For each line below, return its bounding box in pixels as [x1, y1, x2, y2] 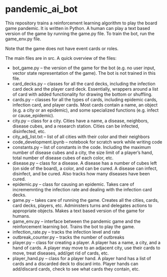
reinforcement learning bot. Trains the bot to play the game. [12, 223, 136, 230]
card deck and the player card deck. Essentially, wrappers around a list [12, 86, 159, 92]
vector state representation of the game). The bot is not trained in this [12, 70, 156, 76]
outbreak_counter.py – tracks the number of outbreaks [12, 234, 125, 240]
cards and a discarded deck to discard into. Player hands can [12, 261, 139, 267]
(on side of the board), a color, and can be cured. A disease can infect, [12, 165, 158, 171]
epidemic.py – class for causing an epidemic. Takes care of [12, 181, 135, 187]
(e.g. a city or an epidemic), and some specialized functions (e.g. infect [12, 107, 159, 113]
